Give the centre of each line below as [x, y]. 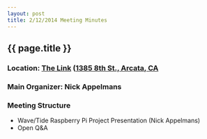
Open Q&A [32, 128]
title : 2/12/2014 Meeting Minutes [58, 20]
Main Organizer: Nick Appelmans [64, 86]
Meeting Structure [39, 105]
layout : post [26, 14]
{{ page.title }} [39, 48]
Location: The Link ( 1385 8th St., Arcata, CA [83, 68]
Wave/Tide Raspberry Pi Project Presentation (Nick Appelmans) [109, 121]
